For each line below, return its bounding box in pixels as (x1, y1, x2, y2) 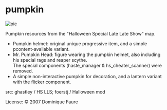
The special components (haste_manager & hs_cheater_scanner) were (12, 62, 162, 68)
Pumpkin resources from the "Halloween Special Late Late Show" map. (5, 30, 156, 36)
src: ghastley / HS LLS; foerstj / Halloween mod (5, 88, 105, 95)
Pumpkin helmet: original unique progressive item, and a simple (12, 40, 147, 47)
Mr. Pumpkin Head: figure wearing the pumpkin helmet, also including (12, 51, 161, 58)
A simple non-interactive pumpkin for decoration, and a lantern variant (12, 73, 162, 79)
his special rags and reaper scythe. (12, 57, 87, 63)
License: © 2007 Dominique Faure (5, 99, 78, 105)
